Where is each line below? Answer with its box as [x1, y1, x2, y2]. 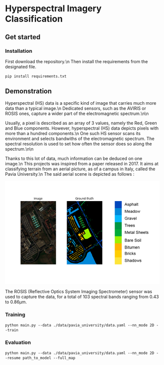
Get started [5, 33, 41, 41]
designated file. [5, 64, 37, 69]
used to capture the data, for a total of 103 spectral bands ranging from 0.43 [5, 294, 159, 299]
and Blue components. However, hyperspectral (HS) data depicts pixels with [5, 125, 159, 131]
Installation [5, 47, 33, 54]
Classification [5, 13, 63, 24]
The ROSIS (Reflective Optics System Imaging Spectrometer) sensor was [5, 288, 153, 294]
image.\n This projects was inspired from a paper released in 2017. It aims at [5, 160, 159, 166]
